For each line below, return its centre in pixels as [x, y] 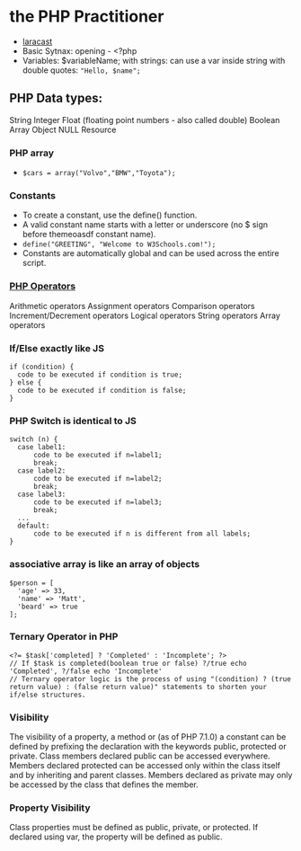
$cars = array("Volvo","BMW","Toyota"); [99, 173]
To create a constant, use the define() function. [110, 215]
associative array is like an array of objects [105, 564]
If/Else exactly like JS [57, 348]
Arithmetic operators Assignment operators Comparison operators [132, 306]
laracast [37, 41]
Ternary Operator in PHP [64, 637]
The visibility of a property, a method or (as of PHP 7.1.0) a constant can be [148, 737]
